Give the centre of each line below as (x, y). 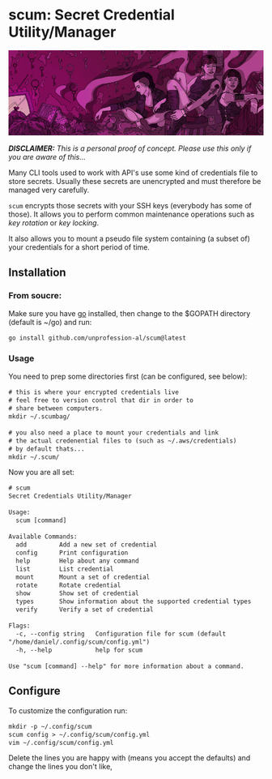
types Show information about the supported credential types (134, 601)
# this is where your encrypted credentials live (94, 392)
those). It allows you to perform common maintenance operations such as (132, 214)
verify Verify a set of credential (85, 610)
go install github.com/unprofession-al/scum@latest (97, 338)
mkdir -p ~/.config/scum (50, 726)
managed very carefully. (49, 190)
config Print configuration (72, 553)
